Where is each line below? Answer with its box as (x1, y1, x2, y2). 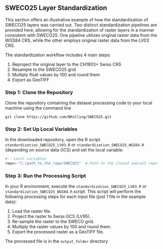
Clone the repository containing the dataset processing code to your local (5, 100, 153, 106)
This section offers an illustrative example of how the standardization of (5, 17, 148, 22)
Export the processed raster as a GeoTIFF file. (12, 229, 104, 235)
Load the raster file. (12, 208, 52, 214)
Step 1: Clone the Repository (5, 89, 73, 96)
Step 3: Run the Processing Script (5, 172, 86, 179)
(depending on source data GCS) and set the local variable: (5, 147, 124, 153)
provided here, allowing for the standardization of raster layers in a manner (5, 27, 155, 33)
